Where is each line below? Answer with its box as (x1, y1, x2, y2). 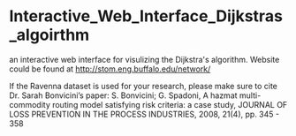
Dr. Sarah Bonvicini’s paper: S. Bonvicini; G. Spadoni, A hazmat (9, 90, 238, 101)
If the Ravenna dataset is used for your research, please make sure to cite (9, 80, 278, 91)
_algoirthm (9, 25, 90, 45)
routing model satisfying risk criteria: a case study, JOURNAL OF (51, 99, 288, 110)
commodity (9, 99, 50, 110)
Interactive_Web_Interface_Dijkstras (9, 6, 283, 26)
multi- (239, 90, 262, 101)
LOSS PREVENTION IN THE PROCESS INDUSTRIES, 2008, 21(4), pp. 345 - (9, 109, 280, 119)
